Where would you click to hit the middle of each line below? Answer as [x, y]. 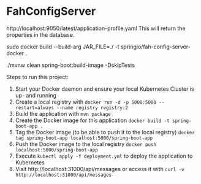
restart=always [35, 108]
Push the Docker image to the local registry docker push [86, 144]
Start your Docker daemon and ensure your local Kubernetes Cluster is [104, 89]
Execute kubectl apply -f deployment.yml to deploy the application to [104, 156]
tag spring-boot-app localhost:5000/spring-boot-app [84, 138]
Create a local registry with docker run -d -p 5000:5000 [85, 102]
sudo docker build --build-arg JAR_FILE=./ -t [63, 47]
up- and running [36, 95]
